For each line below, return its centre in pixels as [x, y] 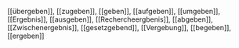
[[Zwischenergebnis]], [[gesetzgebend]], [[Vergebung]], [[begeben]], [119, 27]
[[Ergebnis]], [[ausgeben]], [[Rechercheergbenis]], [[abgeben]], [110, 19]
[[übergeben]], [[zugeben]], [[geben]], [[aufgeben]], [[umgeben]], [114, 11]
